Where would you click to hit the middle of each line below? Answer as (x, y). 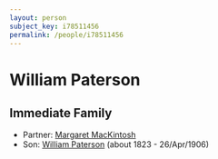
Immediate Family (61, 113)
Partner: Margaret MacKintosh (79, 135)
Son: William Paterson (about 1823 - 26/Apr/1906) (116, 144)
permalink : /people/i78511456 (67, 35)
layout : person (38, 18)
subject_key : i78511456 (54, 26)
